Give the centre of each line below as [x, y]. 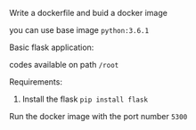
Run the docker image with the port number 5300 [98, 116]
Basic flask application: [52, 47]
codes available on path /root [64, 65]
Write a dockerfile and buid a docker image [88, 13]
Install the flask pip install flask [85, 99]
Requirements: [36, 82]
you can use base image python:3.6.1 [79, 30]
